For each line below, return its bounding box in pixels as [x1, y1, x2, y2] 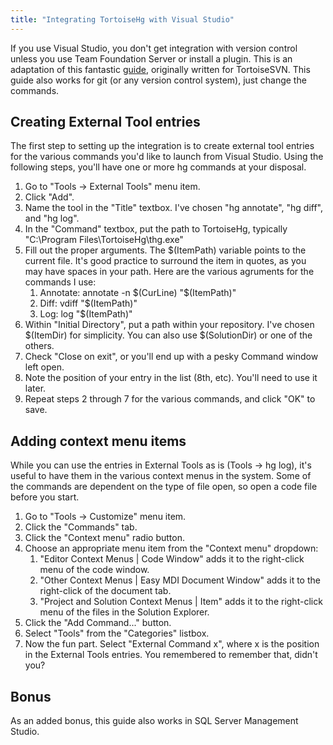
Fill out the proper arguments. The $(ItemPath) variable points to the [24, 244, 307, 256]
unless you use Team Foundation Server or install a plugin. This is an [10, 52, 293, 65]
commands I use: [24, 276, 97, 288]
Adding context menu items [10, 432, 187, 450]
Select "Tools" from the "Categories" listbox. [24, 627, 210, 640]
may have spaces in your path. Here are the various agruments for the [24, 266, 315, 278]
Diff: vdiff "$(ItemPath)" [39, 297, 138, 310]
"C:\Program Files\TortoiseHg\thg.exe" [24, 234, 184, 246]
